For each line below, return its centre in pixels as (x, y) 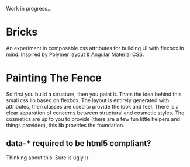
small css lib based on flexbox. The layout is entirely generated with (88, 100)
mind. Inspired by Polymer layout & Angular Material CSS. (75, 54)
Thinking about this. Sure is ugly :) (47, 158)
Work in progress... (29, 8)
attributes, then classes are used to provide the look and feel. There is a (93, 106)
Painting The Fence (54, 78)
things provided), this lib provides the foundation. (65, 125)
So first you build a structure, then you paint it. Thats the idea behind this (94, 94)
